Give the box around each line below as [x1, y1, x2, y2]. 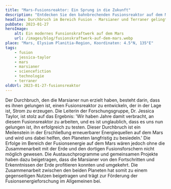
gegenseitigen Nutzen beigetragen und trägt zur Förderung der [5, 172, 138, 178]
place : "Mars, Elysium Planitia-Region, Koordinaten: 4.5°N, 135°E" [5, 41, 154, 46]
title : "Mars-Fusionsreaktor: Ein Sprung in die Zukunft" [5, 7, 131, 13]
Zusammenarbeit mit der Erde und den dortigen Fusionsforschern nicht [5, 145, 155, 151]
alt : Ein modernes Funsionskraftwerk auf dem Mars [14, 31, 124, 36]
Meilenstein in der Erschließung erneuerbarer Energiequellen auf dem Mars [5, 129, 163, 135]
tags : [5, 45, 17, 50]
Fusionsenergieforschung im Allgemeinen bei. [5, 178, 102, 184]
